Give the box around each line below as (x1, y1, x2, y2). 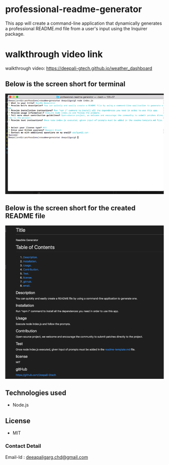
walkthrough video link (5, 49, 103, 60)
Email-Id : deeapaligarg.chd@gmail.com (5, 454, 88, 460)
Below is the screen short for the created (5, 204, 136, 213)
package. (5, 31, 25, 37)
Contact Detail (5, 442, 41, 449)
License (5, 417, 31, 425)
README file (5, 212, 46, 220)
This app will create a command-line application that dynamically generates (5, 20, 162, 26)
